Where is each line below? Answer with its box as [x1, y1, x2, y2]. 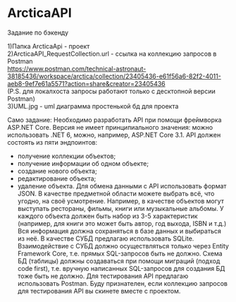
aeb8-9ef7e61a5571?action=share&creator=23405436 [7, 79, 166, 87]
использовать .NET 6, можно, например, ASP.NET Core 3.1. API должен [7, 131, 221, 139]
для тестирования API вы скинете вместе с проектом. [17, 286, 181, 295]
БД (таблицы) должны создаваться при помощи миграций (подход [17, 256, 221, 265]
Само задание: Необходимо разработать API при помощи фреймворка [7, 115, 222, 124]
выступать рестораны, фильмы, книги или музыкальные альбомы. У [17, 204, 224, 212]
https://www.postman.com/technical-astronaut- [7, 64, 147, 73]
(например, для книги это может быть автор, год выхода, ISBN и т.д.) [17, 219, 227, 227]
